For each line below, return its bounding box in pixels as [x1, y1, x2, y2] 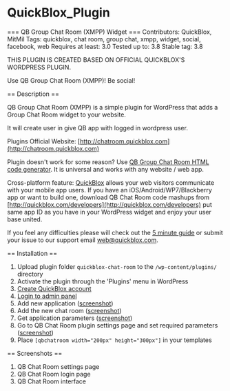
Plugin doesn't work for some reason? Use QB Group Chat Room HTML [7, 157, 209, 166]
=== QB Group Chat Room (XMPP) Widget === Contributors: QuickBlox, [7, 28, 212, 36]
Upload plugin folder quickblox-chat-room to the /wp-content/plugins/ [17, 262, 217, 270]
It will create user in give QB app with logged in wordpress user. [7, 123, 188, 132]
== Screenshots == [7, 349, 63, 357]
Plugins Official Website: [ [7, 137, 81, 146]
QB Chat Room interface [17, 377, 87, 385]
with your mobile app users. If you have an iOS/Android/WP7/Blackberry [7, 186, 212, 194]
